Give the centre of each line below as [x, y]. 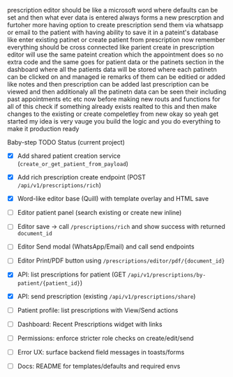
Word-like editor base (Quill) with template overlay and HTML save [113, 199]
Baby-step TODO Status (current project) [66, 142]
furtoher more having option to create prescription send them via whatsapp [115, 25]
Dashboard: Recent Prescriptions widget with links [90, 324]
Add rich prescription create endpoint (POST [82, 177]
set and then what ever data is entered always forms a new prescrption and [116, 17]
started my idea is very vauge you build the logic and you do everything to [114, 121]
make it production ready [43, 129]
